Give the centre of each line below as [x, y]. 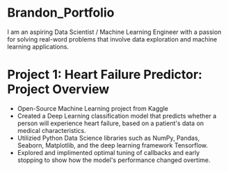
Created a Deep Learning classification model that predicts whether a [117, 116]
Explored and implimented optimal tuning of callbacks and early [108, 152]
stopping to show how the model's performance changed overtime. [114, 160]
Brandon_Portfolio [61, 13]
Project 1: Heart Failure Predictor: [105, 75]
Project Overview [58, 90]
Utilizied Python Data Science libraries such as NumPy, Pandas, [108, 138]
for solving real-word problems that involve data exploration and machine [112, 39]
